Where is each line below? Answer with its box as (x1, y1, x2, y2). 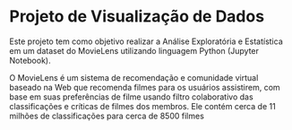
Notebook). (9, 55, 51, 65)
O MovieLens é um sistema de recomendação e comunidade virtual (9, 72, 259, 82)
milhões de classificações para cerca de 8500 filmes (9, 110, 204, 121)
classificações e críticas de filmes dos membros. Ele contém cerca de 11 (9, 100, 276, 111)
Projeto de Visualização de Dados (9, 6, 265, 27)
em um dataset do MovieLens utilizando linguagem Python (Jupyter (9, 45, 260, 56)
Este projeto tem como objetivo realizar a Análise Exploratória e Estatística (9, 36, 284, 47)
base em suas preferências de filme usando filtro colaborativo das (9, 91, 253, 102)
